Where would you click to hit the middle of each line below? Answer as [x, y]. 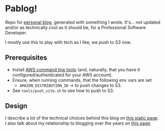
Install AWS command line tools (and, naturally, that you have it [76, 69]
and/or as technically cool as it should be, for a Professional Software [76, 27]
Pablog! [21, 9]
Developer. [16, 33]
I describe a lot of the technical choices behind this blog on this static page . [82, 118]
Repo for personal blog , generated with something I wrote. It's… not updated [83, 22]
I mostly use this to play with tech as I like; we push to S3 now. [68, 42]
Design [16, 106]
